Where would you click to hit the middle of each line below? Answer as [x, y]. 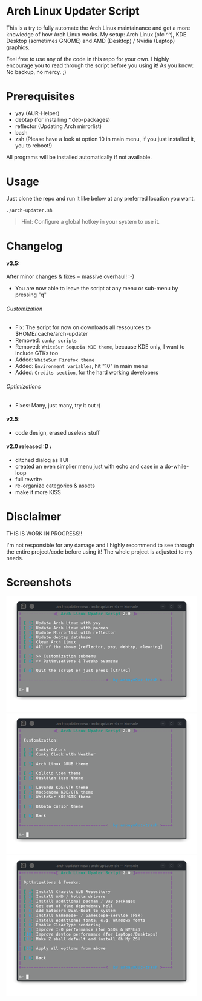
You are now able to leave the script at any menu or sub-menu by [96, 289]
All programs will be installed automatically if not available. [79, 157]
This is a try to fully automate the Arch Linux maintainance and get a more [98, 28]
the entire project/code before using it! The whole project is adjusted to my [99, 551]
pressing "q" [31, 295]
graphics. [18, 47]
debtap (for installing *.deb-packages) [63, 119]
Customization [24, 309]
